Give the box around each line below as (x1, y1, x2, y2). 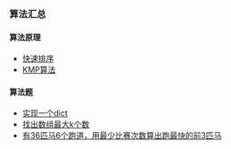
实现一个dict (21, 108, 69, 119)
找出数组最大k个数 (21, 119, 90, 130)
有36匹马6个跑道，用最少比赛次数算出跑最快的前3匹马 (21, 130, 222, 141)
